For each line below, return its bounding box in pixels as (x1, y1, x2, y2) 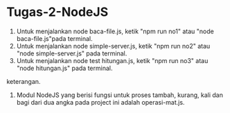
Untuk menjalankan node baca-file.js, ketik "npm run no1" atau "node (16, 27, 214, 35)
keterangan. (6, 77, 41, 85)
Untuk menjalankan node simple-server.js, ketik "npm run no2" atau (16, 42, 211, 50)
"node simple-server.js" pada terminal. (16, 49, 127, 58)
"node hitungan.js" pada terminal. (16, 64, 113, 72)
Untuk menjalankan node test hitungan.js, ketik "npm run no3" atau (16, 56, 209, 64)
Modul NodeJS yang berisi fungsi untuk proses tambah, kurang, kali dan (16, 91, 223, 99)
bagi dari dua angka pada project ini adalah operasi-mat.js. (16, 98, 185, 106)
